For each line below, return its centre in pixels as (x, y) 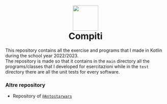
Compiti (86, 36)
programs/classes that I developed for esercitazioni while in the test (77, 66)
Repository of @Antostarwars (42, 96)
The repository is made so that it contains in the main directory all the (78, 61)
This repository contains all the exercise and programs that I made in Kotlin (84, 50)
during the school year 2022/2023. (42, 55)
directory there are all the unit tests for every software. (63, 72)
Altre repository (25, 85)
